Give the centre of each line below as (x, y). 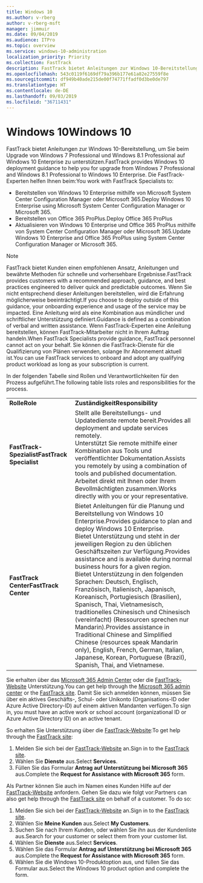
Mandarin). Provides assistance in (122, 627)
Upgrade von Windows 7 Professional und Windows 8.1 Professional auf (96, 155)
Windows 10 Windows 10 (69, 132)
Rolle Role (23, 403)
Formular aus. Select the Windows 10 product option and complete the (102, 868)
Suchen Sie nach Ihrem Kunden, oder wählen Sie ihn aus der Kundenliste (106, 830)
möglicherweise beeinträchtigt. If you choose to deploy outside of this (93, 300)
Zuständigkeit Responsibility (116, 403)
